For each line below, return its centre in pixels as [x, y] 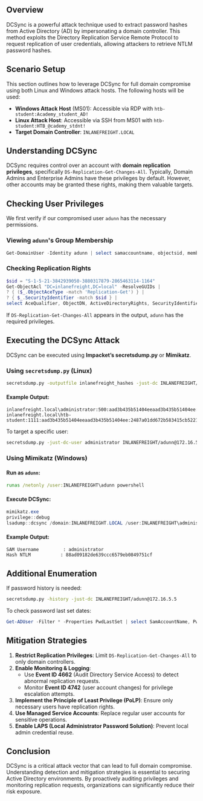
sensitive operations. [41, 719]
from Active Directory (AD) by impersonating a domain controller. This [93, 31]
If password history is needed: [44, 588]
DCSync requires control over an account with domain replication [89, 165]
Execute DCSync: [29, 499]
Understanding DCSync [52, 151]
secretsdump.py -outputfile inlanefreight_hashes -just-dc [82, 384]
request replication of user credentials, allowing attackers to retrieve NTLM [100, 44]
